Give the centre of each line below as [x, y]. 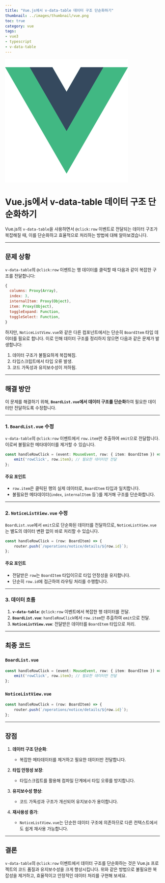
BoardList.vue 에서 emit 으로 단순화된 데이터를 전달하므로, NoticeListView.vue [81, 525]
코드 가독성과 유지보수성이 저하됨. [44, 367]
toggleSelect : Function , [35, 317]
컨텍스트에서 [146, 822]
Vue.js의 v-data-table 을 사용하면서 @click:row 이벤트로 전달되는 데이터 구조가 [82, 229]
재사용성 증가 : [25, 812]
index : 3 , [19, 296]
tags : [11, 31]
